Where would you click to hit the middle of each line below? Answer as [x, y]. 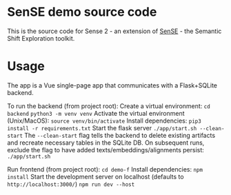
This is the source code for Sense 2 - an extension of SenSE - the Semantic [114, 31]
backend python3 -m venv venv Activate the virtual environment [96, 113]
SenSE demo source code [82, 12]
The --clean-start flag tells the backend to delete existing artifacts [120, 135]
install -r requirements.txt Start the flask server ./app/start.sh [102, 127]
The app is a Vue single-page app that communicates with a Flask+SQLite [112, 85]
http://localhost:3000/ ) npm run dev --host [71, 184]
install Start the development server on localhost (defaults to [96, 176]
